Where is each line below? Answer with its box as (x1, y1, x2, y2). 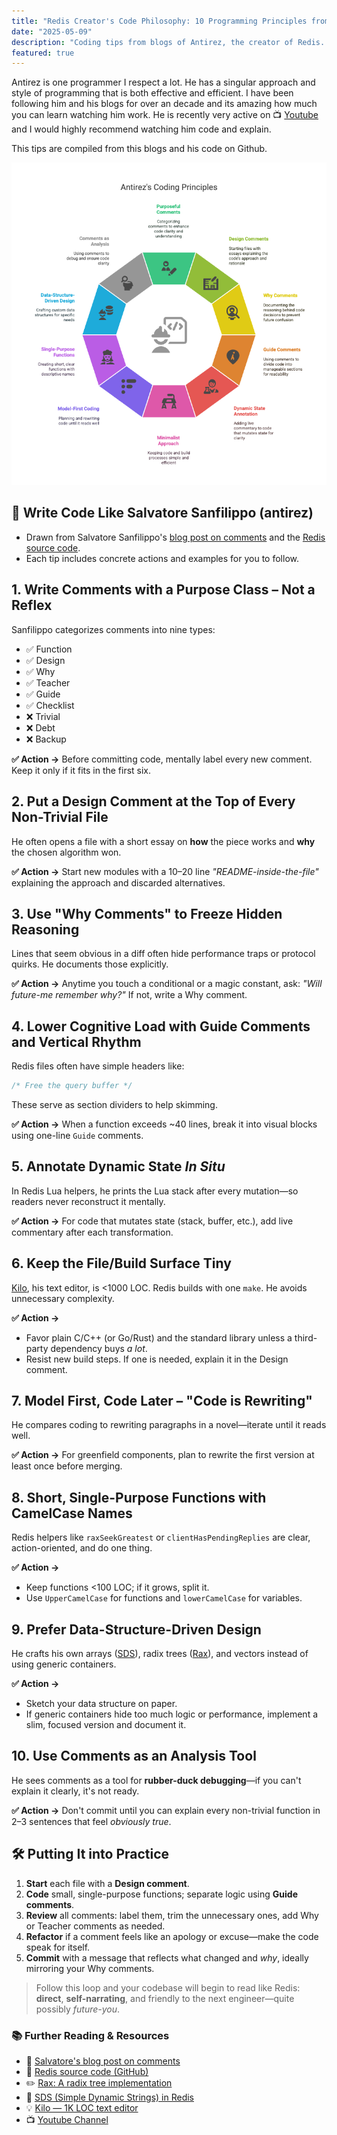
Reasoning (11, 921, 80, 938)
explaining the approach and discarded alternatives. (11, 876, 226, 889)
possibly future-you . (35, 2003, 121, 2015)
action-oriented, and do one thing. (11, 1542, 153, 1554)
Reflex (11, 597, 53, 614)
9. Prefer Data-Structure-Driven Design (11, 1621, 262, 1638)
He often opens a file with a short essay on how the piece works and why (11, 835, 316, 847)
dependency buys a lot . (50, 1342, 148, 1354)
